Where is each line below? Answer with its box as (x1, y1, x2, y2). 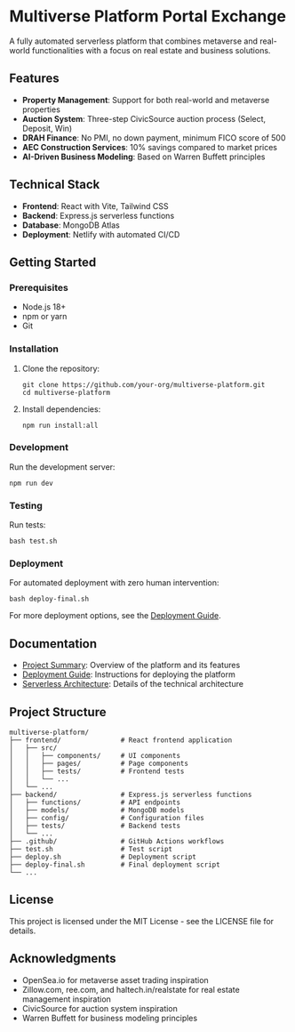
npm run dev (9, 479, 53, 488)
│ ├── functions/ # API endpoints (9, 798, 180, 807)
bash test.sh (9, 536, 58, 546)
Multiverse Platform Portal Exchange (9, 6, 287, 27)
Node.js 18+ (21, 302, 67, 312)
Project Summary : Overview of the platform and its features (21, 660, 241, 671)
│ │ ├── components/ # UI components (9, 752, 180, 761)
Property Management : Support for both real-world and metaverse (21, 94, 270, 105)
